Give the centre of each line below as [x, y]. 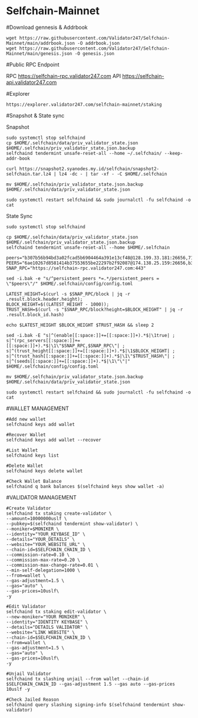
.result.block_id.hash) [35, 314]
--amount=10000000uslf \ [37, 518]
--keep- [174, 153]
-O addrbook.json [98, 43]
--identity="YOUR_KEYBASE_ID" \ [46, 534]
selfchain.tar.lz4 [29, 174]
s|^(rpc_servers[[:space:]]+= [43, 340]
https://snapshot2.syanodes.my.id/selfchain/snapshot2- [89, 169]
